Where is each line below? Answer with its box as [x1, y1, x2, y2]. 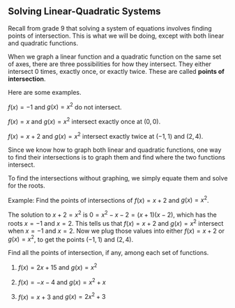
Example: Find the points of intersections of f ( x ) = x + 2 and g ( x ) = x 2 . [8, 194, 209, 204]
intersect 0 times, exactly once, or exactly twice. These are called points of [8, 67, 225, 75]
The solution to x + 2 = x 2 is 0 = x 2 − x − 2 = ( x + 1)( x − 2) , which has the [8, 209, 217, 219]
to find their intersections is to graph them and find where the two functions [8, 153, 226, 161]
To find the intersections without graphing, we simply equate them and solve [8, 174, 228, 182]
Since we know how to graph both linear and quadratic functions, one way [8, 146, 222, 154]
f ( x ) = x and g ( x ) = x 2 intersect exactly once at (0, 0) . [8, 116, 161, 126]
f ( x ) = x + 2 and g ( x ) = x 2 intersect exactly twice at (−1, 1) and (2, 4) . [8, 131, 204, 140]
